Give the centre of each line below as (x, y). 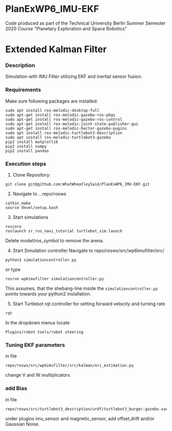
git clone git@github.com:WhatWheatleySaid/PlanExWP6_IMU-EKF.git (78, 184)
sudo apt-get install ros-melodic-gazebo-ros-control (64, 119)
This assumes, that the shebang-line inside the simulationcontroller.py (82, 288)
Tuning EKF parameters (35, 345)
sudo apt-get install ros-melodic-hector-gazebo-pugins (66, 128)
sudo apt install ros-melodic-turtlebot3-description (64, 133)
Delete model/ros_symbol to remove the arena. (55, 241)
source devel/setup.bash (32, 208)
